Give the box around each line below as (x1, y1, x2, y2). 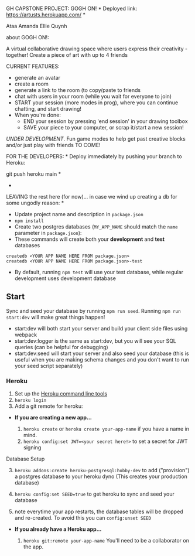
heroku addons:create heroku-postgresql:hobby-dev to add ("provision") (14, 467, 190, 474)
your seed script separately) (14, 362, 83, 369)
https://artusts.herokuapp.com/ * (6, 11, 86, 18)
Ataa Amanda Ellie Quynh (6, 23, 67, 29)
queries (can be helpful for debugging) (14, 343, 108, 350)
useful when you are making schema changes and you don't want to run (14, 356, 189, 363)
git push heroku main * (6, 170, 61, 178)
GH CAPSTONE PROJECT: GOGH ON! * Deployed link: (6, 5, 138, 12)
